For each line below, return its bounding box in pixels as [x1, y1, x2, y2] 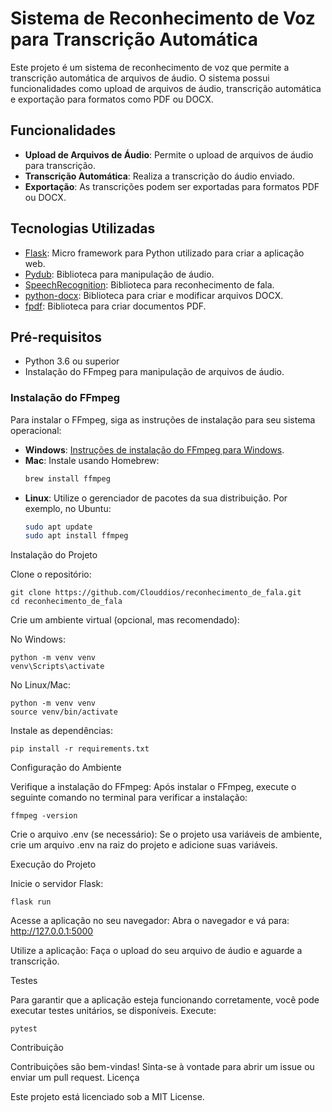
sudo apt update [24, 522, 93, 532]
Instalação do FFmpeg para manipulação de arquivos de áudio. [24, 366, 285, 378]
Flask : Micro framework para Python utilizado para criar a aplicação [24, 247, 305, 259]
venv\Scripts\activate [10, 662, 105, 672]
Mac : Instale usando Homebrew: [24, 454, 160, 466]
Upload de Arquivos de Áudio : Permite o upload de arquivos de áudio [24, 148, 314, 161]
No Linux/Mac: [10, 679, 71, 691]
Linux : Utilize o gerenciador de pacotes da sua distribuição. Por [24, 492, 288, 504]
